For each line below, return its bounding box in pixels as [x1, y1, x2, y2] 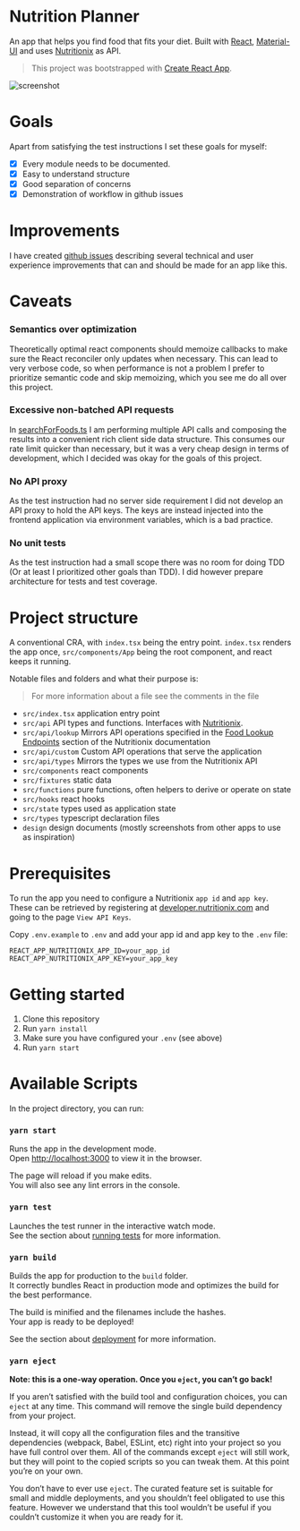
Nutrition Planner [9, 6, 141, 27]
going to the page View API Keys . [9, 911, 132, 923]
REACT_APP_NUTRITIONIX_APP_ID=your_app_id [9, 946, 170, 955]
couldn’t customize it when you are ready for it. [9, 1511, 184, 1523]
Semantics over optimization [9, 323, 137, 336]
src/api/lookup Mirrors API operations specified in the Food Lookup [21, 727, 274, 738]
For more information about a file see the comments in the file [30, 691, 260, 702]
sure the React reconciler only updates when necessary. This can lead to [9, 353, 279, 364]
